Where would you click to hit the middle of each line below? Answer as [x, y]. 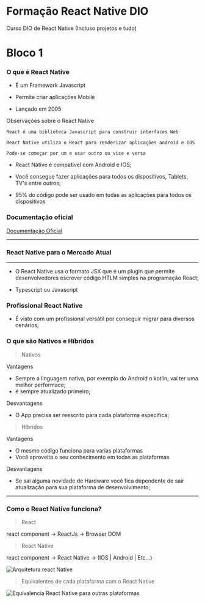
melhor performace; [40, 385]
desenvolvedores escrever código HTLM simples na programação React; [107, 278]
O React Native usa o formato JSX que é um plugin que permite [95, 272]
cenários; [27, 325]
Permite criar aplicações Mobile [55, 97]
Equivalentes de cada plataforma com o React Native [88, 581]
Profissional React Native [45, 305]
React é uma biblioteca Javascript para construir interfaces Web [92, 132]
